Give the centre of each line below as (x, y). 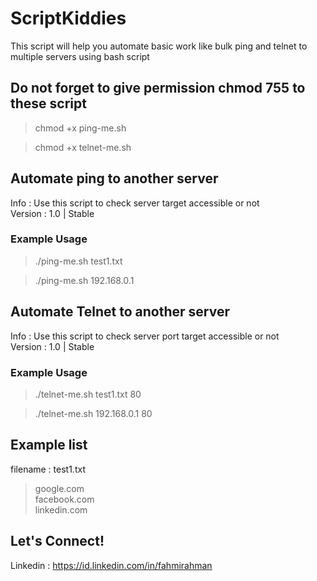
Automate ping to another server (114, 178)
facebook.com (64, 499)
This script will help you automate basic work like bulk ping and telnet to (159, 46)
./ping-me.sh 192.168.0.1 (84, 280)
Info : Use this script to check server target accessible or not (135, 203)
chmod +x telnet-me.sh (83, 147)
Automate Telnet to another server (120, 312)
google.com (59, 488)
